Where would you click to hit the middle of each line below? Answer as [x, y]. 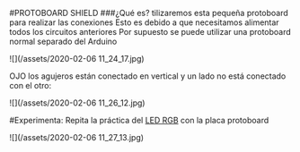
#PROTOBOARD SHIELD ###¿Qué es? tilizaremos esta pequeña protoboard [149, 13]
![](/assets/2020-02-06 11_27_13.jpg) [77, 137]
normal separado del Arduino [63, 41]
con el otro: [31, 85]
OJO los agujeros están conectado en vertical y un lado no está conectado [148, 76]
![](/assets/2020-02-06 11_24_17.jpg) [77, 59]
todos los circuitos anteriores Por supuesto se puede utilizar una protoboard [150, 32]
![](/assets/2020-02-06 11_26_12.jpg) [77, 103]
